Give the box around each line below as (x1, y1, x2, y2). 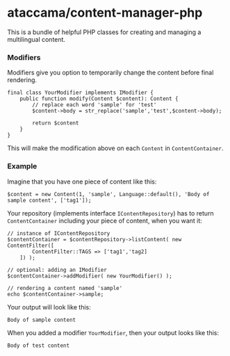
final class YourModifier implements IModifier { (7, 89, 154, 97)
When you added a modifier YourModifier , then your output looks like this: (7, 328, 220, 337)
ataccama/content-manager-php (7, 5, 203, 21)
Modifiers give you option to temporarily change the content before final (7, 68, 214, 77)
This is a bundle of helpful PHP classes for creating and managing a (7, 28, 202, 36)
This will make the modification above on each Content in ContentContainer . (7, 144, 224, 152)
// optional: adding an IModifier (7, 266, 108, 273)
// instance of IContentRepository (7, 229, 110, 237)
